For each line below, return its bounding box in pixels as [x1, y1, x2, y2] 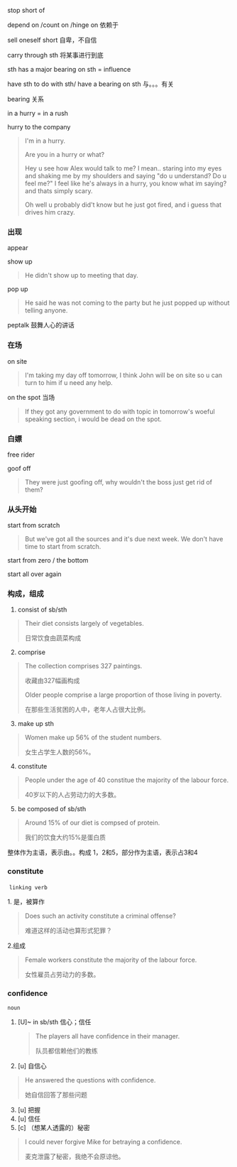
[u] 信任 [17, 1114, 41, 1123]
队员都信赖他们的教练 [35, 1047, 98, 1055]
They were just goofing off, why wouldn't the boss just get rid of [24, 477, 213, 486]
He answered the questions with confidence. [24, 1076, 156, 1085]
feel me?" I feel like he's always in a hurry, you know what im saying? [24, 179, 227, 188]
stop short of [7, 6, 45, 14]
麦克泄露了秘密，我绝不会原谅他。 [24, 1152, 125, 1161]
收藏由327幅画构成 [24, 676, 80, 685]
